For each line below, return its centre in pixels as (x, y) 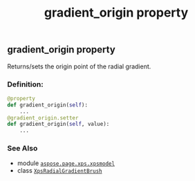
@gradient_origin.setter (43, 118)
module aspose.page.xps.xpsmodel (66, 163)
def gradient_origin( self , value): (58, 124)
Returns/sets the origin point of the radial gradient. (79, 66)
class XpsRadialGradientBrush (59, 171)
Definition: (25, 84)
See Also (22, 149)
